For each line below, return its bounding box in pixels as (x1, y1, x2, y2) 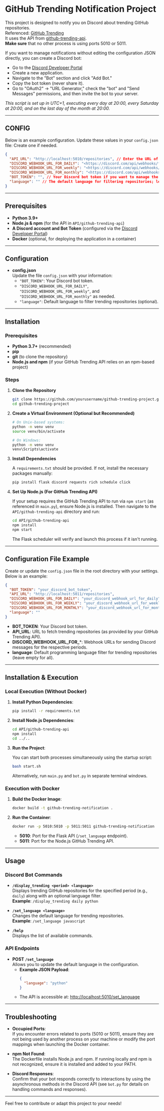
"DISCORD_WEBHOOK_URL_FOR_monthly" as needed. (19, 293, 116, 299)
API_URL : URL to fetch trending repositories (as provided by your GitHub (12, 628, 159, 634)
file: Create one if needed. (5, 142, 58, 148)
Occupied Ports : (12, 1026, 46, 1032)
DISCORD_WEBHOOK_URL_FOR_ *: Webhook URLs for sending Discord (12, 639, 156, 645)
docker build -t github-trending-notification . (12, 806, 113, 811)
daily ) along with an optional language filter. (12, 893, 102, 899)
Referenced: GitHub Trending (5, 30, 64, 36)
